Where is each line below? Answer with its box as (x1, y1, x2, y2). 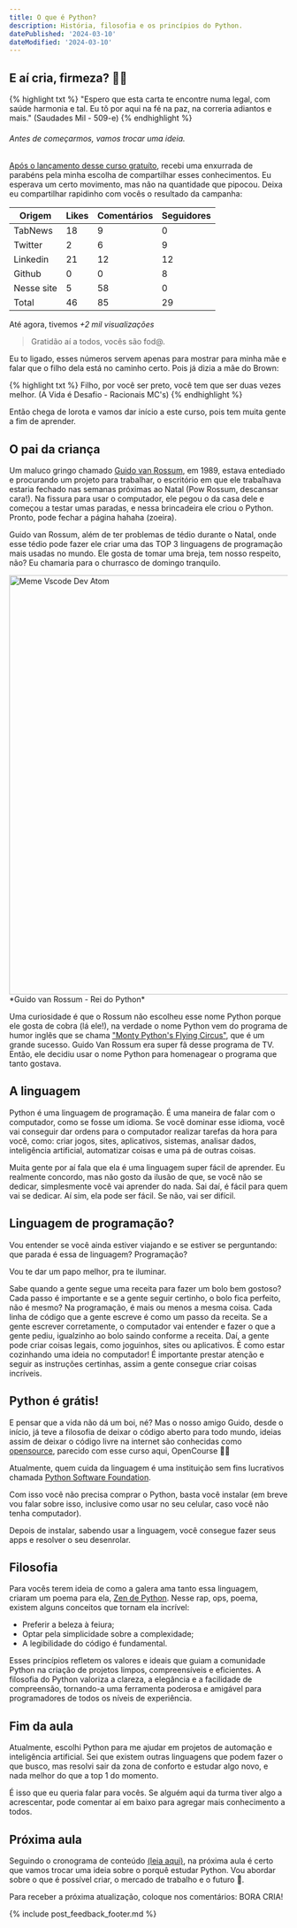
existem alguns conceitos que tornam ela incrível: (9, 1602, 190, 1613)
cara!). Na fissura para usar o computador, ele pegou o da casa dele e (9, 493, 265, 505)
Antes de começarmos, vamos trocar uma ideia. (9, 133, 186, 143)
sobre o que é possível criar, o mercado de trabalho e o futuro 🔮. (9, 1874, 245, 1885)
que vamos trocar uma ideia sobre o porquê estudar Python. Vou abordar (9, 1864, 276, 1875)
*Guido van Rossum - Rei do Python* (9, 994, 146, 1005)
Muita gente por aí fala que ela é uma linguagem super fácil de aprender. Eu (9, 1161, 286, 1173)
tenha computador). (9, 1508, 82, 1518)
